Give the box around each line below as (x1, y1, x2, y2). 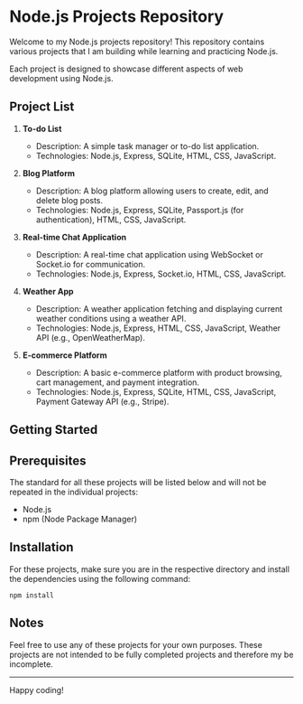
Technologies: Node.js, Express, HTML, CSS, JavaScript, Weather (35, 323, 281, 333)
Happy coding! (9, 684, 65, 695)
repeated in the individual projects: (9, 486, 138, 497)
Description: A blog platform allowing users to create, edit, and (35, 185, 269, 196)
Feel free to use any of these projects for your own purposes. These (9, 639, 263, 650)
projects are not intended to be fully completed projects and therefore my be (9, 649, 294, 660)
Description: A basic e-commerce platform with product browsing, (35, 367, 282, 378)
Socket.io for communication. (35, 258, 146, 269)
